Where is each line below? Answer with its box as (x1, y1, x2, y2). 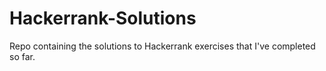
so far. (9, 50, 36, 62)
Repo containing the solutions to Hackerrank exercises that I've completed (9, 40, 316, 52)
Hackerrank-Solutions (9, 7, 197, 30)
